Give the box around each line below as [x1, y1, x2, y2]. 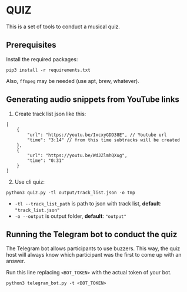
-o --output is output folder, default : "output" [14, 213, 127, 220]
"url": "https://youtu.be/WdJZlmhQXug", [27, 152, 128, 158]
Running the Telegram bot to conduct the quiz [6, 229, 178, 239]
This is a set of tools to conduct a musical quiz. [6, 23, 121, 30]
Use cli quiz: [14, 178, 45, 185]
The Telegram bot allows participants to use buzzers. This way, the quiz [6, 245, 181, 252]
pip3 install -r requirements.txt [6, 67, 91, 73]
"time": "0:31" [27, 157, 65, 164]
